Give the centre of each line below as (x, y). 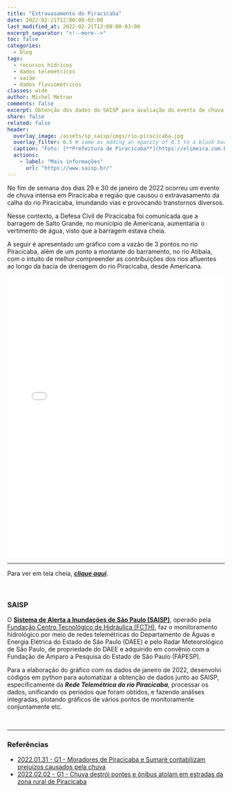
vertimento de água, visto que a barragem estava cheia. (87, 231)
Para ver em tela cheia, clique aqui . (58, 573)
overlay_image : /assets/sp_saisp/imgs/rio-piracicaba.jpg (99, 136)
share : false (26, 116)
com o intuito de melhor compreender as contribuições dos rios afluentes (112, 259)
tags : (15, 59)
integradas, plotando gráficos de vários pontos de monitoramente (101, 699)
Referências (28, 744)
